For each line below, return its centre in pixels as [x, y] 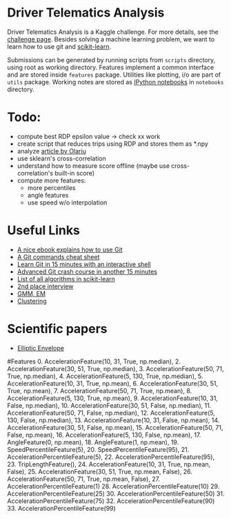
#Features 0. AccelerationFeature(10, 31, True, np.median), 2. [94, 361]
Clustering [32, 301]
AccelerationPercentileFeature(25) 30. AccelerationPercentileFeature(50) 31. [116, 493]
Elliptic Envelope [40, 348]
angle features [48, 195]
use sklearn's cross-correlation [62, 158]
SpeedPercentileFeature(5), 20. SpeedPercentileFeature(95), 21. [98, 449]
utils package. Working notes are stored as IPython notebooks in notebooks [115, 82]
